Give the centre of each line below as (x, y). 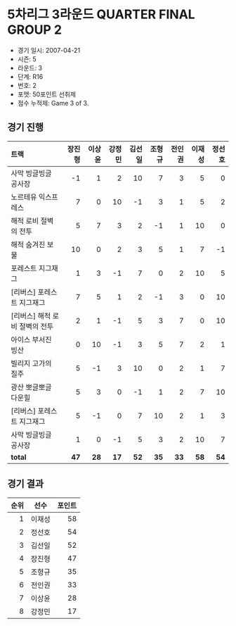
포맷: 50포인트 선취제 (46, 94)
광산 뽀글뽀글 (31, 387)
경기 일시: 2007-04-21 (49, 50)
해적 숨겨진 (28, 244)
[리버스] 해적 (31, 315)
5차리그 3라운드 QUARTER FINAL (101, 14)
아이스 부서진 (31, 339)
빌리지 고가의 (31, 363)
